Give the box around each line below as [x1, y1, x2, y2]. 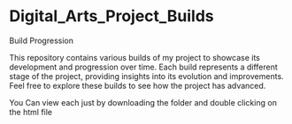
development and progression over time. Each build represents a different [9, 62, 279, 72]
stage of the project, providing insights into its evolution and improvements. [9, 70, 285, 81]
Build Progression [9, 35, 73, 46]
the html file [9, 106, 53, 117]
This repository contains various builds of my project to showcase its [9, 52, 261, 62]
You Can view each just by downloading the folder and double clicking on [9, 97, 277, 107]
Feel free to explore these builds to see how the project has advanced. [9, 80, 266, 91]
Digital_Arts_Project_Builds [9, 6, 214, 26]
